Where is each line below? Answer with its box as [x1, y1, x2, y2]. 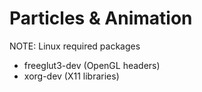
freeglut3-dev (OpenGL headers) [23, 59, 161, 71]
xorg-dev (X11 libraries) [23, 70, 120, 82]
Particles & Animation [9, 7, 193, 30]
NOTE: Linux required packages [9, 40, 141, 52]
